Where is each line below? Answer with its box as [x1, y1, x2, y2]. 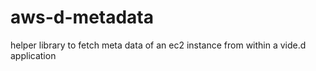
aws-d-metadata [10, 6, 155, 29]
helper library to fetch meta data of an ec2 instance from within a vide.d [10, 39, 307, 51]
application [10, 49, 57, 61]
